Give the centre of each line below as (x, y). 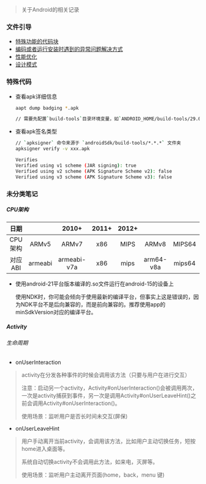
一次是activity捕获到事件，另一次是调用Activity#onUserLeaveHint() (106, 396)
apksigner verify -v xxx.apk (52, 149)
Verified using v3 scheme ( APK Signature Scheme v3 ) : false (93, 177)
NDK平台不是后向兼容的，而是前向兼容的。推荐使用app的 (93, 304)
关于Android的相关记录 (50, 9)
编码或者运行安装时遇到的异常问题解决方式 (69, 49)
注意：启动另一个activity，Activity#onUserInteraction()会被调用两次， (109, 388)
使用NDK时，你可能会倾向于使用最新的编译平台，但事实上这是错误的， (104, 297)
